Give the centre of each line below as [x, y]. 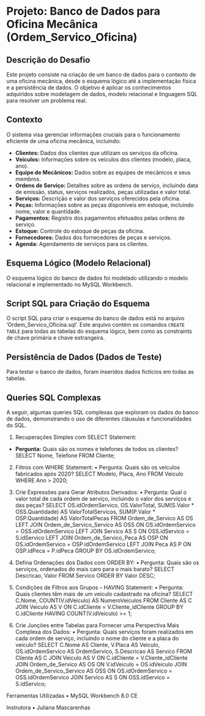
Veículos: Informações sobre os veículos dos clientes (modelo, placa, [103, 159]
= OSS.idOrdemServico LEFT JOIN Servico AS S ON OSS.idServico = [102, 531]
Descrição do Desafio [48, 60]
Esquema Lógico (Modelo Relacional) [79, 263]
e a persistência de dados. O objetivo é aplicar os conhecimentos [89, 88]
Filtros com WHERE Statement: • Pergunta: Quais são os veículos [98, 468]
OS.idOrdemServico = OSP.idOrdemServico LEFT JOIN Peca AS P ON [103, 544]
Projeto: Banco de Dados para [83, 11]
